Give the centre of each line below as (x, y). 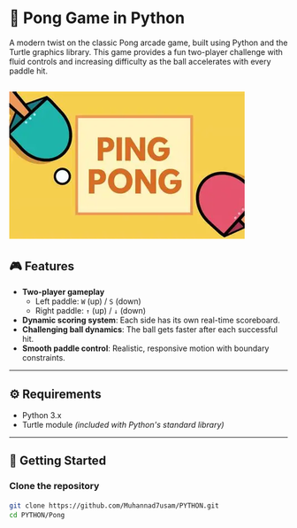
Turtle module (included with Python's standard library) (123, 424)
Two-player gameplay (63, 292)
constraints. (44, 358)
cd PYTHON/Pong (37, 515)
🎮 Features (42, 266)
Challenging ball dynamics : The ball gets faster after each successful (150, 330)
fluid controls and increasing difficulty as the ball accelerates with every (140, 61)
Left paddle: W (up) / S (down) (88, 301)
